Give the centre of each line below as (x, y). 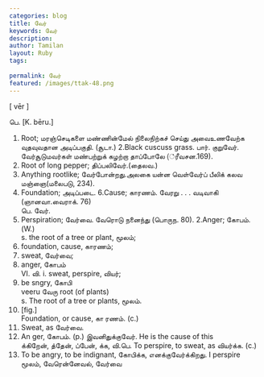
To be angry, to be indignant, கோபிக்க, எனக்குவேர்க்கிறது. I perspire (130, 354)
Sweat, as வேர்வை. (52, 327)
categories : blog (38, 16)
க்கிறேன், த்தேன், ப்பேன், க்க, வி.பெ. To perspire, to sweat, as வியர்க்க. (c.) (138, 345)
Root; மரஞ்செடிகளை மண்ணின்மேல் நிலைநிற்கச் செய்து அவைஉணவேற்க (132, 138)
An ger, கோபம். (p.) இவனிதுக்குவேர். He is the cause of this (117, 336)
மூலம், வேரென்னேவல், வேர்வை (71, 363)
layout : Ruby (31, 53)
